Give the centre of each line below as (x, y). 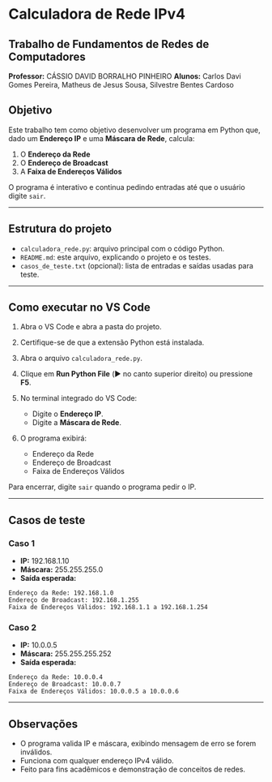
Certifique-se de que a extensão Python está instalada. (112, 342)
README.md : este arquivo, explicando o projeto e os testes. (115, 257)
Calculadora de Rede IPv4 (97, 14)
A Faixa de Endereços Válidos (71, 171)
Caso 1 (21, 543)
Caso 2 (22, 628)
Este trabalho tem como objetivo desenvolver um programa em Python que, (134, 130)
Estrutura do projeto (60, 229)
